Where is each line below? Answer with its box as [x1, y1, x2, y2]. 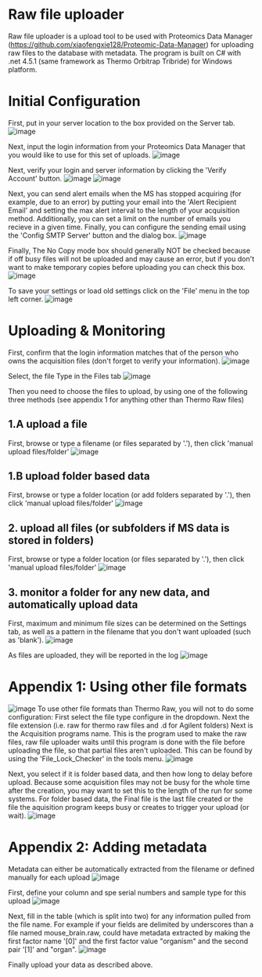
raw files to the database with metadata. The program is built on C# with [8, 48, 241, 57]
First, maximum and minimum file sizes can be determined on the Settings [8, 618, 247, 629]
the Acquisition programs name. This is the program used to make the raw [8, 729, 247, 738]
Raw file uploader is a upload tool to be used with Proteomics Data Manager [8, 31, 253, 41]
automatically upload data [8, 598, 138, 611]
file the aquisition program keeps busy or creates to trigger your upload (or [8, 803, 249, 811]
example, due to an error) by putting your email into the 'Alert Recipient [8, 197, 237, 206]
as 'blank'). [8, 636, 45, 645]
